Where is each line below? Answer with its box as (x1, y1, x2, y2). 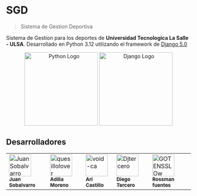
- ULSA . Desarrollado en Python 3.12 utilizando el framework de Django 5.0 (6, 40, 188, 48)
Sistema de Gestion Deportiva (20, 23, 93, 30)
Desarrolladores (6, 137, 66, 147)
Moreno (50, 181, 69, 188)
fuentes (152, 181, 171, 188)
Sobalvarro (9, 181, 36, 188)
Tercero (116, 181, 135, 188)
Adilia (50, 175, 64, 183)
